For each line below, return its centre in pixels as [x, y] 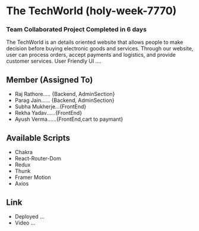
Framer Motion [33, 177]
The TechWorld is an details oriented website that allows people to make [95, 42]
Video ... [25, 223]
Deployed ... [29, 216]
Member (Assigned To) [50, 80]
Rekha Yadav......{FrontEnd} [48, 113]
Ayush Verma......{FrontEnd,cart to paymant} [69, 119]
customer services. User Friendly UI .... [54, 61]
